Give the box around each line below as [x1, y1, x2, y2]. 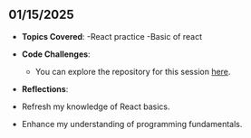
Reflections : [21, 83, 69, 94]
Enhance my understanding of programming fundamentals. [21, 118, 243, 129]
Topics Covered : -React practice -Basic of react [21, 31, 203, 41]
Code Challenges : [21, 49, 92, 60]
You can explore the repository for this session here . [34, 66, 231, 77]
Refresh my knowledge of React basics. [21, 101, 170, 112]
